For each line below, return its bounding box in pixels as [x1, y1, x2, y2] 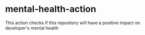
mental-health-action [5, 3, 96, 15]
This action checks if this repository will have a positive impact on [5, 20, 141, 26]
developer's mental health [5, 25, 59, 31]
